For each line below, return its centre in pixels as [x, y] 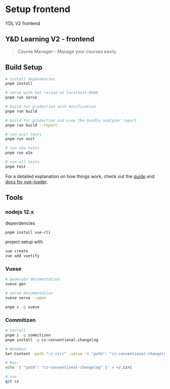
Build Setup [24, 68]
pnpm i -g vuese [22, 307]
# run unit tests [24, 134]
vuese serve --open [26, 298]
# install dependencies [30, 79]
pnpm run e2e [19, 153]
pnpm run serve [21, 98]
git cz [12, 381]
